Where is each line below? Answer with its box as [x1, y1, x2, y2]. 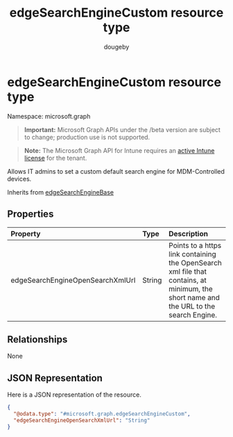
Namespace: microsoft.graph [7, 112, 91, 120]
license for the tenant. [24, 154, 87, 162]
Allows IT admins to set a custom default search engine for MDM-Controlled [7, 167, 225, 175]
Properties [7, 208, 54, 220]
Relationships [7, 333, 68, 345]
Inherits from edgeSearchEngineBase [7, 188, 114, 196]
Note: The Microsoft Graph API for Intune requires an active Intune [24, 146, 215, 154]
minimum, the [169, 283, 213, 293]
